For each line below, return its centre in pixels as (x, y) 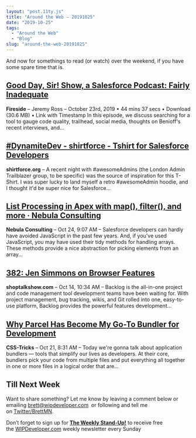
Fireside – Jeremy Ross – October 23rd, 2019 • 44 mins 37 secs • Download (99, 108)
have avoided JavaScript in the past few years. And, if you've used (87, 236)
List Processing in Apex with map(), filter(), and (94, 206)
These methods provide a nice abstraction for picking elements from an (92, 248)
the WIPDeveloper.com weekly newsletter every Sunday (74, 429)
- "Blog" (22, 39)
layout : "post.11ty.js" (35, 11)
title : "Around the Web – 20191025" (51, 17)
